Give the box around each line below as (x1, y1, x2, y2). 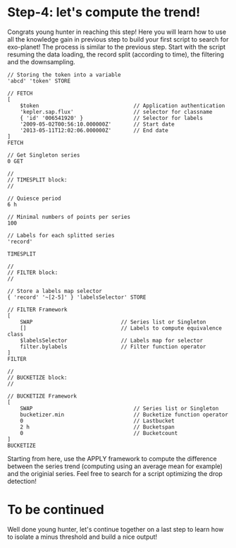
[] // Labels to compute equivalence (20, 324, 222, 332)
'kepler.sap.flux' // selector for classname (20, 108, 213, 115)
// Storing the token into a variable (7, 71, 121, 78)
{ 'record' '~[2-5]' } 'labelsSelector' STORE (7, 294, 147, 301)
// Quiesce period (7, 195, 61, 202)
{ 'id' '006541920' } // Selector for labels (20, 114, 203, 121)
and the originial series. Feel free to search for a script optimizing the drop (7, 469, 223, 477)
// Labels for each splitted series (7, 232, 115, 239)
